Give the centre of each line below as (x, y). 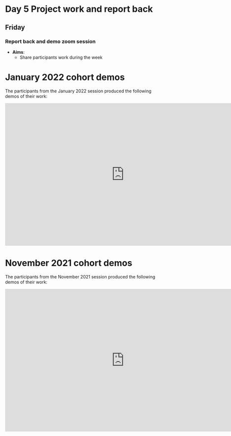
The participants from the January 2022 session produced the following (78, 91)
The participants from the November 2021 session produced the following (80, 277)
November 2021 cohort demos (69, 263)
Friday (15, 27)
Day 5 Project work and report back (79, 9)
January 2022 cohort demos (65, 77)
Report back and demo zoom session (50, 41)
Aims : (18, 52)
